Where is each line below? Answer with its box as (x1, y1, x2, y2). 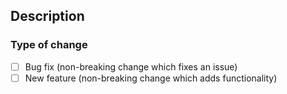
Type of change (10, 38, 88, 52)
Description (10, 8, 85, 25)
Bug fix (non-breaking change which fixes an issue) (24, 60, 238, 73)
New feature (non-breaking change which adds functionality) (24, 72, 278, 84)
